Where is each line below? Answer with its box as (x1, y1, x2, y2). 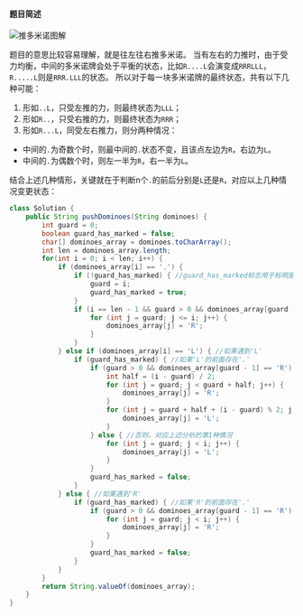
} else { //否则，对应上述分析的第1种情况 (89, 430, 233, 440)
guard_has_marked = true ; (89, 287, 188, 297)
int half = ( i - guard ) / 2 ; (106, 371, 216, 381)
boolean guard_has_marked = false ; (41, 229, 176, 238)
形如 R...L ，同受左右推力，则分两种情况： (22, 125, 178, 135)
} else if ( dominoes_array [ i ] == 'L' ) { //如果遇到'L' (57, 347, 263, 356)
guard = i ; (89, 280, 131, 289)
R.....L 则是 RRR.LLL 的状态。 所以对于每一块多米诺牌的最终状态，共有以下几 (9, 72, 290, 83)
